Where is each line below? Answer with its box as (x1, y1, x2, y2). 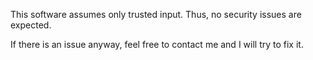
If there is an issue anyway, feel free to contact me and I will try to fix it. (10, 39, 304, 50)
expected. (10, 19, 52, 31)
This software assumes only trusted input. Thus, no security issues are (10, 9, 302, 20)
